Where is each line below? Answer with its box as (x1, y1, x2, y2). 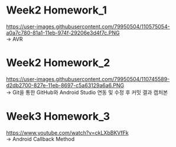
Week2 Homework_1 (6, 4, 107, 17)
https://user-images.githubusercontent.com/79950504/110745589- (6, 75, 170, 82)
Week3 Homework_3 (6, 110, 110, 123)
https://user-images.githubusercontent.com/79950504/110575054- (6, 23, 170, 30)
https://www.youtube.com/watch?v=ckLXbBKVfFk (6, 129, 129, 136)
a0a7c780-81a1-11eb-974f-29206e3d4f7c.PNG (6, 29, 120, 36)
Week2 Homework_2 (6, 56, 110, 69)
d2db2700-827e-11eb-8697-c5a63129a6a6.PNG (6, 82, 125, 89)
